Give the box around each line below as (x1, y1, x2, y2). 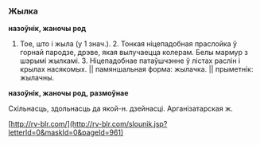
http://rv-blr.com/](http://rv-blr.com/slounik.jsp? (10, 120, 168, 129)
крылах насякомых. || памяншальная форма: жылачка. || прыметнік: (19, 65, 254, 74)
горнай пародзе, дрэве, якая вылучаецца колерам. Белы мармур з (19, 48, 248, 57)
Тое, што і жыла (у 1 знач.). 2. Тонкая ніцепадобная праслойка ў (19, 39, 237, 49)
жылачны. (19, 73, 55, 83)
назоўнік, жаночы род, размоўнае (8, 88, 129, 98)
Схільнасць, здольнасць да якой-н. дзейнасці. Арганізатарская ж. (8, 104, 233, 113)
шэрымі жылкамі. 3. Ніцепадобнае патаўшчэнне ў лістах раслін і (19, 56, 241, 65)
